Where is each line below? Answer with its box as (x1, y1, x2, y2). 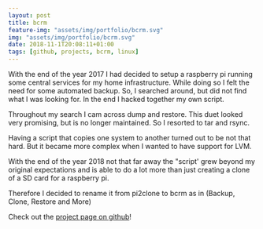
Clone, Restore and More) (8, 197, 92, 206)
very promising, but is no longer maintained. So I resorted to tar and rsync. (8, 118, 250, 127)
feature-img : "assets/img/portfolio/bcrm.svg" (8, 26, 164, 34)
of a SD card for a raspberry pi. (8, 173, 109, 183)
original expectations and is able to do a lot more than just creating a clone (8, 165, 250, 174)
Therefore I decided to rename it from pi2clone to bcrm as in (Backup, (8, 189, 235, 198)
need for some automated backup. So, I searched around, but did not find (8, 86, 247, 95)
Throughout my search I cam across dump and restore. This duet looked (8, 110, 243, 118)
